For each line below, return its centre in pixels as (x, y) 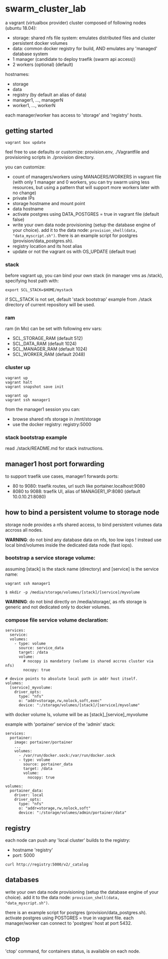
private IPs (24, 198)
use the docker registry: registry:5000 (52, 424)
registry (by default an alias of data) (49, 95)
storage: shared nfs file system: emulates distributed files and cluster (84, 38)
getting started (29, 131)
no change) (24, 193)
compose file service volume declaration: (57, 620)
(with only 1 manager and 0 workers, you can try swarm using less (81, 182)
